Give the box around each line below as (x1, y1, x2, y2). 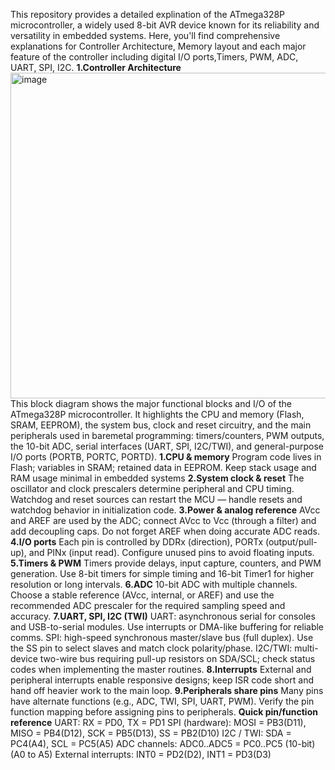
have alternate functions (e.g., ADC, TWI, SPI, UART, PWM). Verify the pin (10, 695, 315, 707)
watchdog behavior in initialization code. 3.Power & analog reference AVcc (10, 504, 321, 516)
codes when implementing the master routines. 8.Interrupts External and (10, 664, 312, 675)
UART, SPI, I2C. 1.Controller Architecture (10, 62, 182, 73)
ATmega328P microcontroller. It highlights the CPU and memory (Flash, (10, 409, 305, 420)
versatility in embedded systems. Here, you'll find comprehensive (10, 30, 281, 41)
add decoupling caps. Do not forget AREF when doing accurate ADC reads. (10, 525, 320, 537)
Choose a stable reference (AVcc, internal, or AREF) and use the (10, 589, 275, 601)
